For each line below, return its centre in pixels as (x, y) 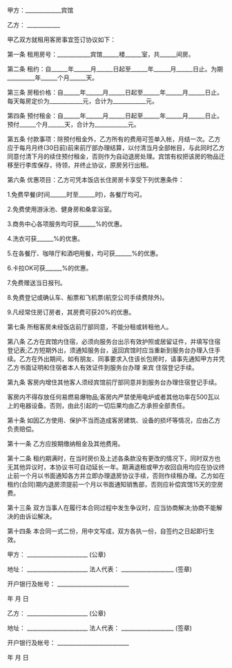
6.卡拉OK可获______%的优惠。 (50, 268)
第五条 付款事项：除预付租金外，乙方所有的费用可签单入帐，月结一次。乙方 (114, 139)
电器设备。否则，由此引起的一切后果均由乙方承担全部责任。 (104, 406)
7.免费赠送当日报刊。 (37, 283)
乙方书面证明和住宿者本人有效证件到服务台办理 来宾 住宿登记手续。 (103, 368)
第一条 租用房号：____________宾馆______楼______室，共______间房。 (101, 54)
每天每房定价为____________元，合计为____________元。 (83, 101)
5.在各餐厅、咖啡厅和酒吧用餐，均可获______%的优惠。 (85, 253)
